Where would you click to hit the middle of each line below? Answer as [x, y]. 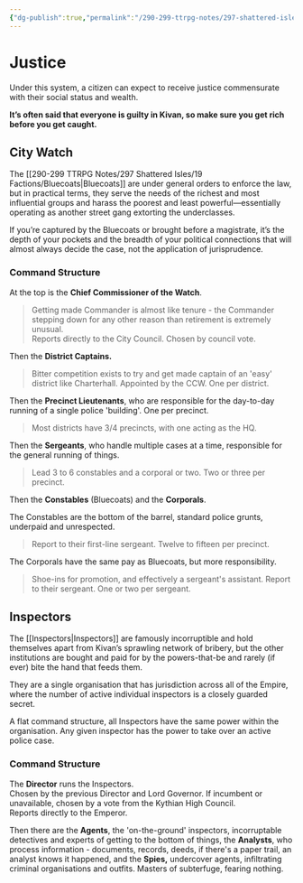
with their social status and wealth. [74, 97]
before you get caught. [53, 124]
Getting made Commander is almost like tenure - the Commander [153, 310]
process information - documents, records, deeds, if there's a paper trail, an [151, 849]
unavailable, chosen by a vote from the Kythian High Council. [123, 803]
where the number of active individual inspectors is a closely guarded [139, 694]
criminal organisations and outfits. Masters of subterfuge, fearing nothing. [147, 869]
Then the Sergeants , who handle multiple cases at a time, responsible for [146, 445]
